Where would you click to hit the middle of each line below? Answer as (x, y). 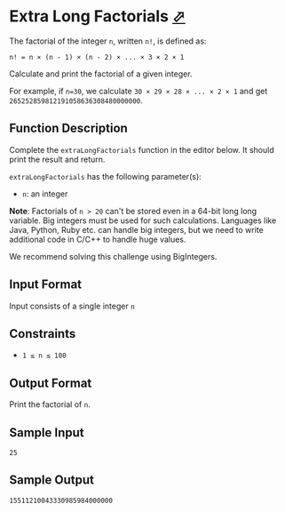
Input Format (46, 285)
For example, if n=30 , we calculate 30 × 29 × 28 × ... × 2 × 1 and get (139, 91)
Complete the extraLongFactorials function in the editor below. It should (142, 149)
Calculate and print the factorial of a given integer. (101, 74)
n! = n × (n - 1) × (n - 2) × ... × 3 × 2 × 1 (97, 57)
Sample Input (47, 432)
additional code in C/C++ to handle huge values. (98, 239)
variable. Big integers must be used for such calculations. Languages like (143, 220)
